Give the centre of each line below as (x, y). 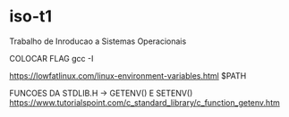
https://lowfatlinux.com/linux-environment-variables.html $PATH (128, 75)
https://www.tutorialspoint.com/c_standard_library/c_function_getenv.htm (144, 102)
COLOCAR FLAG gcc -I (51, 58)
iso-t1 (30, 17)
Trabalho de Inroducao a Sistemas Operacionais (98, 41)
